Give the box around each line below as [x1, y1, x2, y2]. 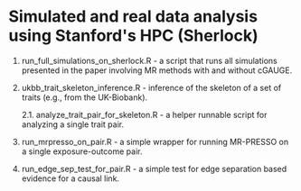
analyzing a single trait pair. [21, 119, 124, 130]
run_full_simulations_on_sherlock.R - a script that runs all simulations [21, 55, 277, 66]
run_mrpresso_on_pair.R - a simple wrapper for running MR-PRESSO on [21, 136, 289, 147]
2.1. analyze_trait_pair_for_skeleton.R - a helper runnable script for [21, 109, 268, 120]
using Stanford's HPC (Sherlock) [8, 25, 259, 46]
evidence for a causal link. [21, 173, 119, 184]
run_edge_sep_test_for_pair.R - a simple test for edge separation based [21, 163, 287, 174]
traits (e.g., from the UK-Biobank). [21, 92, 148, 103]
